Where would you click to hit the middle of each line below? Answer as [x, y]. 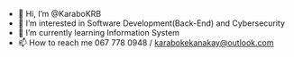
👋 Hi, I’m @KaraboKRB [60, 14]
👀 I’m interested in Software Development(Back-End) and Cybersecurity [152, 23]
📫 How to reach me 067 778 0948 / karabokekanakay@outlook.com [146, 43]
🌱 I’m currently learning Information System [99, 33]
